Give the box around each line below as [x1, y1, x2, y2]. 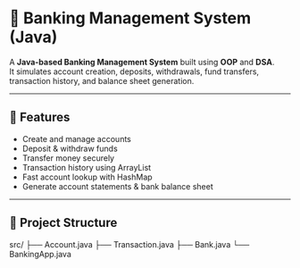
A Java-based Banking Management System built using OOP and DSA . [9, 56, 275, 67]
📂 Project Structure [9, 215, 118, 230]
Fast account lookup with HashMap [21, 172, 154, 182]
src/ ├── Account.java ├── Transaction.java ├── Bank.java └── [9, 239, 250, 249]
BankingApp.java [9, 248, 71, 259]
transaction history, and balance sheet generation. [9, 75, 195, 86]
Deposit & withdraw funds [21, 143, 118, 154]
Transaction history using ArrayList [21, 162, 152, 172]
